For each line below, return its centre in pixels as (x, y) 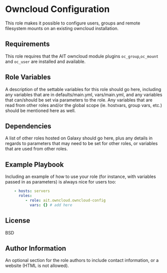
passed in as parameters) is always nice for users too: (61, 182)
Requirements (27, 44)
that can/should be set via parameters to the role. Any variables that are (79, 100)
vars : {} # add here (51, 205)
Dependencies (28, 126)
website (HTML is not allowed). (37, 265)
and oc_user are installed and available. (45, 61)
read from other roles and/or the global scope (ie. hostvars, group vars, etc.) (84, 105)
